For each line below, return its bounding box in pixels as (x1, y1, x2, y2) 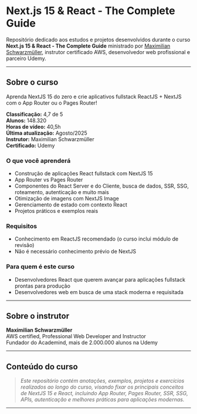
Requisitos (6, 222, 37, 230)
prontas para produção (14, 282, 70, 289)
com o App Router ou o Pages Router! (6, 99, 98, 106)
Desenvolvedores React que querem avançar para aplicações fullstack (14, 276, 186, 283)
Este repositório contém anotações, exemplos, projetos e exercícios (20, 378, 185, 385)
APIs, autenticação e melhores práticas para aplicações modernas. (20, 396, 185, 403)
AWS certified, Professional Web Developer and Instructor (6, 333, 147, 340)
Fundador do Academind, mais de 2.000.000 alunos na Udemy (6, 339, 158, 346)
